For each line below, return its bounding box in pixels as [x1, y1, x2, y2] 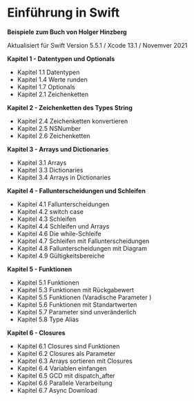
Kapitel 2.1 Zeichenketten [17, 90, 89, 98]
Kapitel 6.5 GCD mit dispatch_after [17, 371, 115, 380]
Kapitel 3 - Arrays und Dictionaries [7, 145, 109, 153]
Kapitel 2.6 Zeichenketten [17, 132, 90, 140]
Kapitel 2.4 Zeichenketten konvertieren [17, 116, 128, 125]
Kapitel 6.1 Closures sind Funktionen [17, 341, 120, 350]
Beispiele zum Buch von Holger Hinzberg [7, 28, 127, 36]
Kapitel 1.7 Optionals [17, 82, 75, 91]
